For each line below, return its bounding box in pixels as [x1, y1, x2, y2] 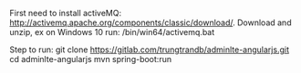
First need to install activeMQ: [9, 8, 121, 18]
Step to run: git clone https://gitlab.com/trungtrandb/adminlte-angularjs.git [9, 44, 290, 55]
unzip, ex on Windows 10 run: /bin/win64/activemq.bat [9, 27, 215, 37]
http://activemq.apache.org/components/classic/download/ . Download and [9, 17, 292, 28]
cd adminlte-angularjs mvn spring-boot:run [9, 54, 171, 64]
